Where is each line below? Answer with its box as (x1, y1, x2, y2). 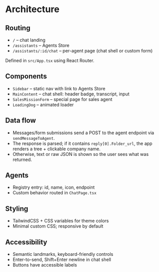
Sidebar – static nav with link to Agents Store (12, 85, 105, 91)
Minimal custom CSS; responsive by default (12, 223, 103, 229)
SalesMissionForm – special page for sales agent (12, 96, 113, 102)
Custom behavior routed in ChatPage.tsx (12, 190, 97, 196)
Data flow (5, 116, 36, 125)
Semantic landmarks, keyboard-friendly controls (12, 251, 114, 257)
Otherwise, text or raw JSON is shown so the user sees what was (12, 151, 149, 157)
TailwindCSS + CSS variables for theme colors (12, 218, 109, 224)
